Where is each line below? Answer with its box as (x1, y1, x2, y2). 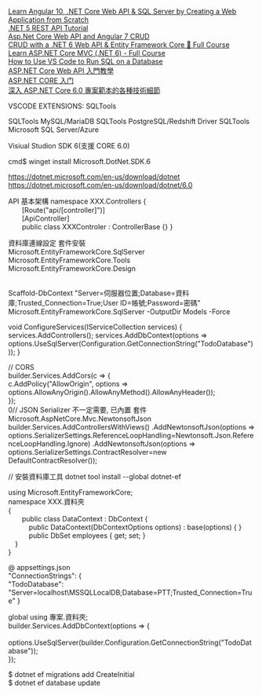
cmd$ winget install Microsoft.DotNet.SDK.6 (8, 157, 151, 166)
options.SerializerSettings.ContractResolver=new (8, 448, 167, 456)
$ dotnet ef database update (8, 679, 100, 687)
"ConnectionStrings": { (8, 571, 82, 580)
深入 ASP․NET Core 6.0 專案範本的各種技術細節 (8, 86, 161, 95)
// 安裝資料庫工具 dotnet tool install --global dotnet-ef (8, 472, 182, 481)
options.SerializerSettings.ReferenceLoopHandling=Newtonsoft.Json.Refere (8, 431, 254, 440)
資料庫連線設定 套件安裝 (8, 239, 86, 247)
